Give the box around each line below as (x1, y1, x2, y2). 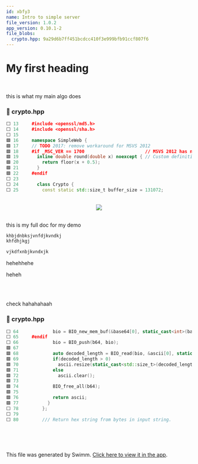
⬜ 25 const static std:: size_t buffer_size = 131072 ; (6, 187, 164, 193)
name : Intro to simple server (6, 14, 81, 20)
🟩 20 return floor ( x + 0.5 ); (6, 159, 101, 166)
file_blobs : (6, 31, 35, 37)
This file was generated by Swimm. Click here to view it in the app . (6, 451, 168, 459)
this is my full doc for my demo (6, 221, 81, 228)
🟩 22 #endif (6, 170, 48, 176)
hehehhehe (6, 260, 34, 267)
